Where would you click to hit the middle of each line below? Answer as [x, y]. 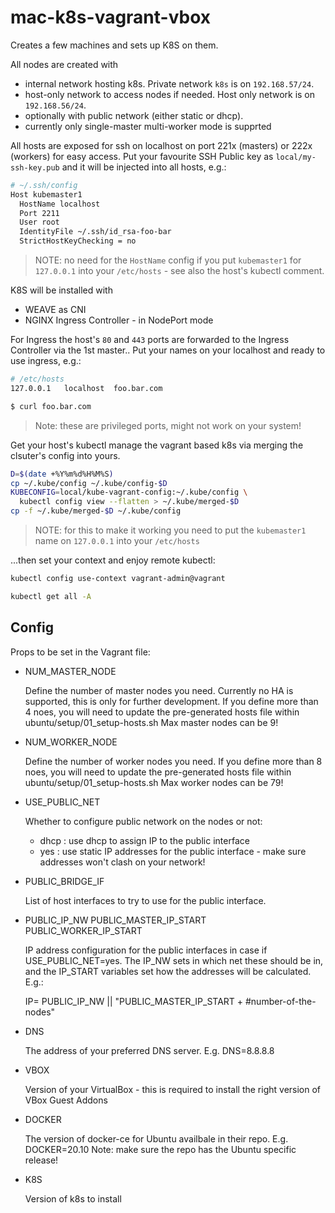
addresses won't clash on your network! [122, 862]
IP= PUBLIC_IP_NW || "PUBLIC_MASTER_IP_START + [134, 1001]
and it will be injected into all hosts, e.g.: [144, 167]
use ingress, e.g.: [46, 361]
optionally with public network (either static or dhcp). [134, 115]
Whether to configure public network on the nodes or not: [143, 821]
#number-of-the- [280, 1001]
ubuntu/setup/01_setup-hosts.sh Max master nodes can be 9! [151, 722]
